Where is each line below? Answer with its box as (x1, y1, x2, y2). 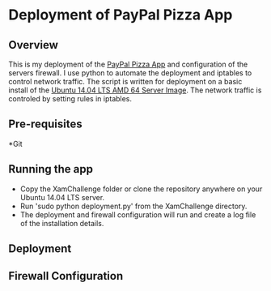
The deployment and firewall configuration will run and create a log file (19, 209, 256, 220)
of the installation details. (19, 218, 104, 228)
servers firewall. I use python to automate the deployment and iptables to (8, 68, 252, 78)
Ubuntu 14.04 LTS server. (19, 192, 105, 202)
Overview (8, 38, 59, 52)
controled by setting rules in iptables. (8, 94, 132, 103)
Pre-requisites (8, 118, 83, 131)
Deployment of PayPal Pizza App (8, 6, 233, 24)
